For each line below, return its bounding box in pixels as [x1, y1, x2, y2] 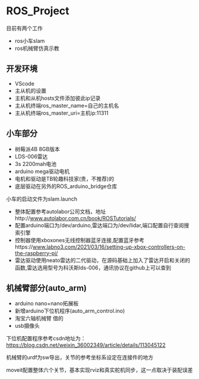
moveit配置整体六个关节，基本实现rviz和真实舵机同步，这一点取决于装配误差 [6, 367, 193, 374]
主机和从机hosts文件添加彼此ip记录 [14, 94, 101, 102]
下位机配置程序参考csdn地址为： [6, 335, 86, 342]
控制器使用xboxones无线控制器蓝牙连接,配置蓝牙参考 [14, 236, 144, 243]
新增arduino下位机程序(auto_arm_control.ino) [14, 308, 125, 315]
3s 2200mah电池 [14, 160, 56, 167]
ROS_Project [6, 4, 70, 18]
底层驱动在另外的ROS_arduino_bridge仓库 [14, 183, 118, 190]
